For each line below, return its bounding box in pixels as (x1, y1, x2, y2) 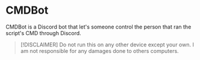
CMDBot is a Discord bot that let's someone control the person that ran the (5, 23, 192, 30)
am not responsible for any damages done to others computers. (20, 47, 179, 54)
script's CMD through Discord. (5, 29, 82, 36)
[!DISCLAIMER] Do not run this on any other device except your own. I (20, 41, 194, 48)
